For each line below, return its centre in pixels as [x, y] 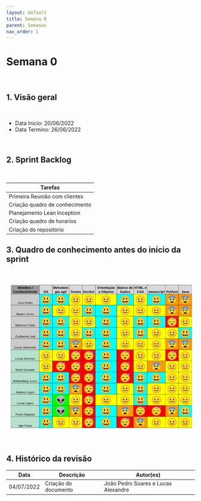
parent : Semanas [26, 25]
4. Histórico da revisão [49, 459]
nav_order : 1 [22, 32]
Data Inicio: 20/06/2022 [44, 123]
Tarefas [50, 188]
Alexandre [117, 490]
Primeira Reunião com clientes [46, 196]
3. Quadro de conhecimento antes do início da [94, 250]
